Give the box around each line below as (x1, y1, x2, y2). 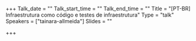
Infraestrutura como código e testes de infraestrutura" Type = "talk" (5, 11, 174, 18)
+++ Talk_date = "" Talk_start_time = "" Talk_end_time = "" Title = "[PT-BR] (5, 5, 191, 12)
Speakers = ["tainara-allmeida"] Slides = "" (5, 18, 112, 24)
